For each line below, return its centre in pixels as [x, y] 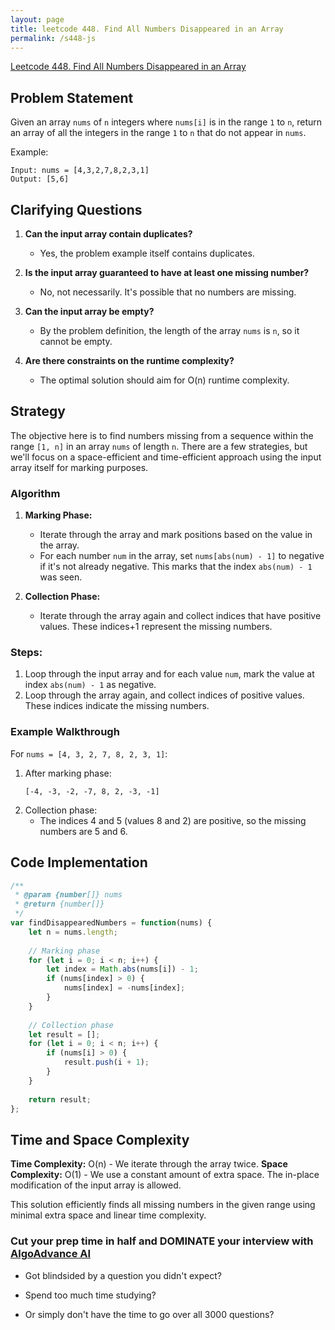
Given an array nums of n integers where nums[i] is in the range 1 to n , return [166, 122]
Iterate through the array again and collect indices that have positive [180, 616]
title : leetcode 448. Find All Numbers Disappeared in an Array [147, 29]
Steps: [26, 653]
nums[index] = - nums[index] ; [124, 988]
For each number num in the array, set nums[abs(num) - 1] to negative [182, 556]
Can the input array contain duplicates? [108, 234]
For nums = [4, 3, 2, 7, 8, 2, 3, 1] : [89, 753]
